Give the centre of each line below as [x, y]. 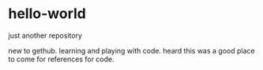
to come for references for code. [61, 59]
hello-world [47, 14]
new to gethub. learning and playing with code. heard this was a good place [131, 50]
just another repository [45, 35]
